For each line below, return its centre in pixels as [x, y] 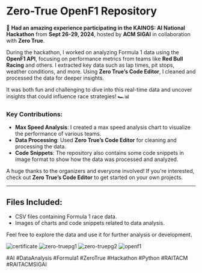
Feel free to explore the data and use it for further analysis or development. [99, 235]
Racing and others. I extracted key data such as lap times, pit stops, [90, 65]
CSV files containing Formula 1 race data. [66, 217]
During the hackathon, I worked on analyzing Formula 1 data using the [93, 52]
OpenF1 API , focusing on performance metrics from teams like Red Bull [95, 58]
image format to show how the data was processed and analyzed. [96, 159]
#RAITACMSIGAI [26, 265]
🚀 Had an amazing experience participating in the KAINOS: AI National [96, 28]
